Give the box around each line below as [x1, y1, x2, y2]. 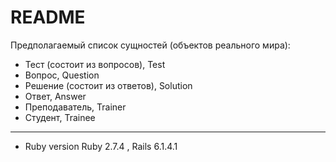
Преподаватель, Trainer [24, 101, 127, 113]
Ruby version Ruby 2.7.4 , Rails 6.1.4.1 [24, 140, 178, 152]
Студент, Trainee [24, 111, 96, 123]
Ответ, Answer [24, 90, 87, 102]
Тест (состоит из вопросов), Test [24, 58, 166, 70]
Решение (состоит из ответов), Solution [24, 79, 193, 91]
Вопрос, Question [24, 69, 100, 81]
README [10, 6, 86, 29]
